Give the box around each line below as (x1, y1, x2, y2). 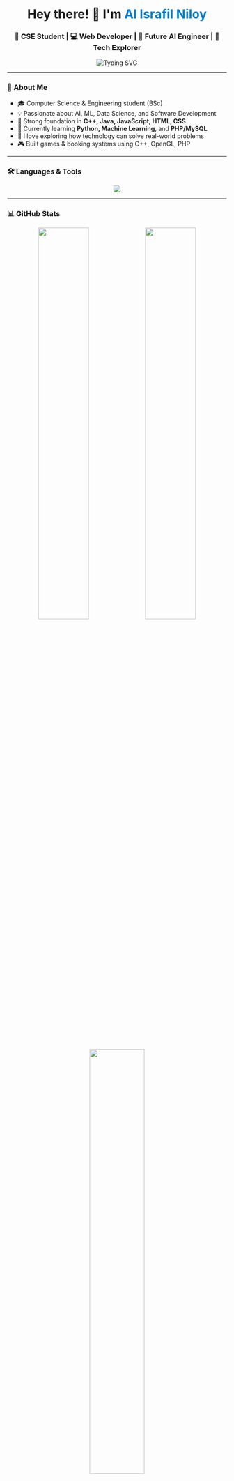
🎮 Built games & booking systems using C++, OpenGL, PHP (17, 139, 191, 148)
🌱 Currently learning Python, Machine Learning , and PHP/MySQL (17, 124, 208, 132)
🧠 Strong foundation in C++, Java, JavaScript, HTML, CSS (17, 116, 186, 125)
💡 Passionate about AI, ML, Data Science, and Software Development (17, 109, 217, 117)
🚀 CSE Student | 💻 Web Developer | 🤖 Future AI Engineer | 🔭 (14, 31, 220, 41)
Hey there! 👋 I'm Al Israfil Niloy (26, 6, 208, 22)
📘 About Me (7, 83, 48, 93)
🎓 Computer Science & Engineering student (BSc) (17, 99, 163, 107)
